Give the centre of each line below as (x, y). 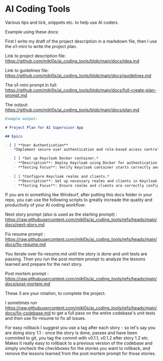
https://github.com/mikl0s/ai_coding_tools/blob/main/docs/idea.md (72, 61)
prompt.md (16, 95)
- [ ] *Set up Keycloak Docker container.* (54, 158)
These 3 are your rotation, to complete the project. (55, 293)
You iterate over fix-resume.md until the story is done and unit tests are (76, 254)
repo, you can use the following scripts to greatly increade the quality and (79, 200)
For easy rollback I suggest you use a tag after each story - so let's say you (80, 328)
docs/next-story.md (25, 225)
